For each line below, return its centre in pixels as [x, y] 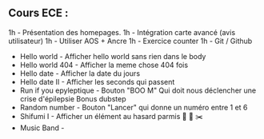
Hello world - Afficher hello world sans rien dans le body [113, 56]
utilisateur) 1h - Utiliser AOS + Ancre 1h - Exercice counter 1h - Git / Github [130, 41]
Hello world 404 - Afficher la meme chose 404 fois [104, 65]
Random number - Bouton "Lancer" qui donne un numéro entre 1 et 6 [134, 107]
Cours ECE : [38, 13]
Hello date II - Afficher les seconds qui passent [97, 81]
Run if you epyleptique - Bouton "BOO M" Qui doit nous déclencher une [138, 90]
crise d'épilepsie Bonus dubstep [73, 98]
